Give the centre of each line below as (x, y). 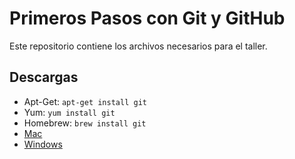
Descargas (44, 77)
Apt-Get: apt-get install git (85, 101)
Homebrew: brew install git (85, 123)
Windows (43, 144)
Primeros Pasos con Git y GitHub (147, 18)
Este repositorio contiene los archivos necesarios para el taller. (138, 46)
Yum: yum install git (69, 112)
